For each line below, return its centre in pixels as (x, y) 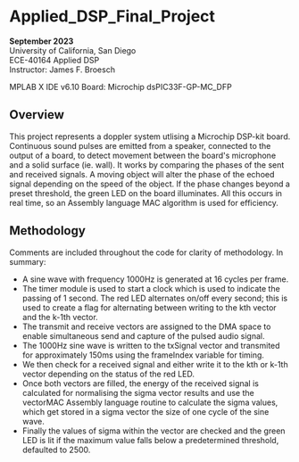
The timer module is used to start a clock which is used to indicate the (151, 288)
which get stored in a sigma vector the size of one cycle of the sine (145, 411)
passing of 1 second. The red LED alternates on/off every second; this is (155, 298)
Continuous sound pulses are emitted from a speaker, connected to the (140, 145)
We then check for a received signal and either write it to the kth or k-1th (155, 364)
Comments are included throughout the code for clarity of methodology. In (146, 252)
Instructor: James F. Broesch (62, 70)
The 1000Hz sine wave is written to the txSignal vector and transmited (151, 345)
